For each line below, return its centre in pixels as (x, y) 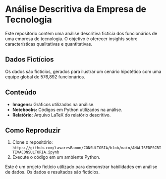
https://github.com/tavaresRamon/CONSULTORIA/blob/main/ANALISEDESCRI (87, 148)
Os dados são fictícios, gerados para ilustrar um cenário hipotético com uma (83, 71)
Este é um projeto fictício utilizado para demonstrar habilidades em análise (81, 167)
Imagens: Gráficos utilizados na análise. (54, 104)
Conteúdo (21, 92)
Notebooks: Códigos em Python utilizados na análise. (67, 110)
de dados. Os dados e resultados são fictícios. (53, 172)
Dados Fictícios (29, 60)
